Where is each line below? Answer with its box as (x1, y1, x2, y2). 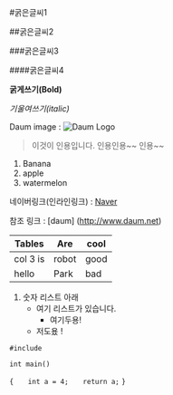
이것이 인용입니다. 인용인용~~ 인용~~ (31, 140, 165, 150)
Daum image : (9, 121, 62, 132)
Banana (22, 159, 52, 169)
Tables (14, 237, 44, 250)
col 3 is (14, 253, 45, 265)
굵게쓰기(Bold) (9, 84, 62, 94)
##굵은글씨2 (9, 26, 54, 37)
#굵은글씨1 (9, 7, 48, 17)
